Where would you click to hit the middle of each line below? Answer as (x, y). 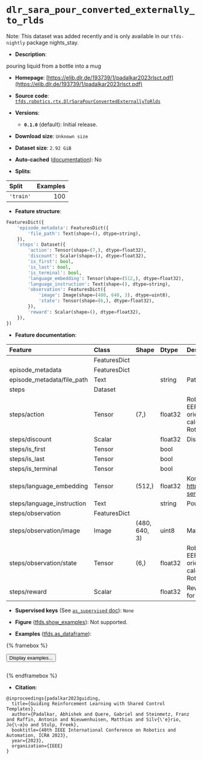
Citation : (26, 687)
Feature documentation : (46, 335)
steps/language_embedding (49, 486)
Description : (31, 54)
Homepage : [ (32, 77)
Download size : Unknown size (51, 136)
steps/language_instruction (48, 503)
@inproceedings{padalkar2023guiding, (54, 698)
